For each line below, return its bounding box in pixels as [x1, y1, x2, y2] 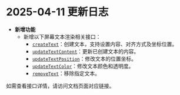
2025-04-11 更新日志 [6, 5, 109, 19]
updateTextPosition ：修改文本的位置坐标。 [32, 55, 137, 62]
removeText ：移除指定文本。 [32, 70, 100, 77]
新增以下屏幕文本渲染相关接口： [23, 33, 101, 40]
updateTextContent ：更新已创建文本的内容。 [32, 48, 139, 55]
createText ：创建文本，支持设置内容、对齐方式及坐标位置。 [32, 40, 178, 48]
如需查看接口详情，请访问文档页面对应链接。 [6, 82, 115, 89]
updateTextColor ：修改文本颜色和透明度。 [32, 62, 134, 69]
